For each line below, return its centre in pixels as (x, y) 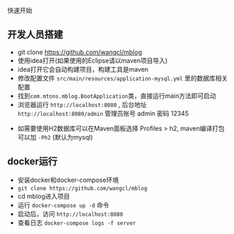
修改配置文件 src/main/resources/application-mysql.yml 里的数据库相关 (123, 78)
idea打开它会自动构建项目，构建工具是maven (83, 69)
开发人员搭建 (35, 35)
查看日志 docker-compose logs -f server (76, 222)
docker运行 (32, 162)
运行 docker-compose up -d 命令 (63, 205)
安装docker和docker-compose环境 (68, 180)
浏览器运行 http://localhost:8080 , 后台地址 (82, 104)
